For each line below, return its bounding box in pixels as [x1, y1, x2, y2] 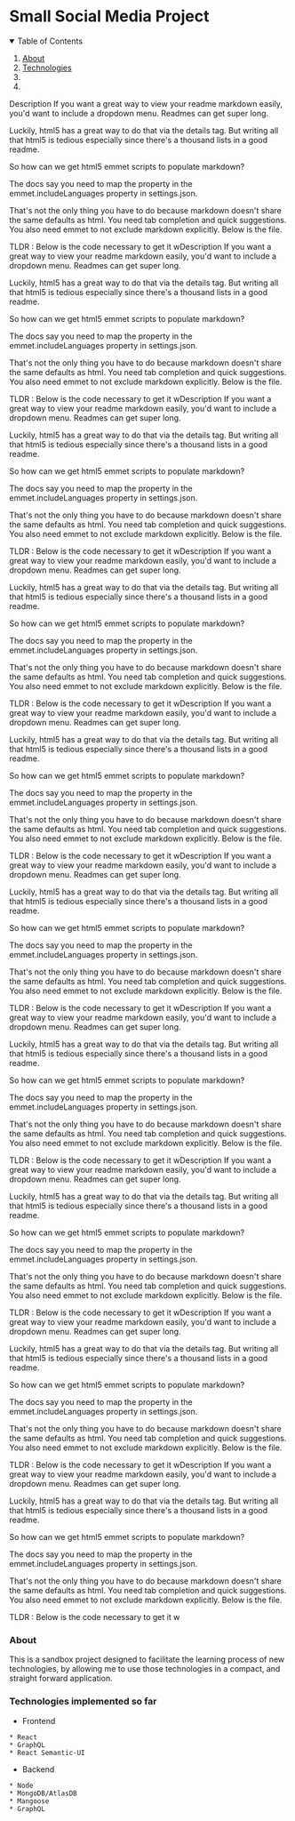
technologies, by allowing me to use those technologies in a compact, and [9, 1664, 281, 1674]
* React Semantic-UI [9, 1748, 86, 1757]
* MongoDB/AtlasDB [9, 1789, 77, 1798]
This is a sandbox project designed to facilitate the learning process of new [9, 1654, 285, 1665]
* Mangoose [9, 1796, 50, 1806]
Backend [21, 1763, 55, 1775]
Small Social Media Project [9, 6, 210, 27]
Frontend [21, 1715, 56, 1726]
